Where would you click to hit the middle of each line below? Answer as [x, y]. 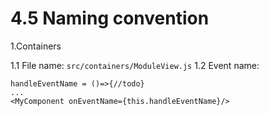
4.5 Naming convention [110, 18]
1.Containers [36, 46]
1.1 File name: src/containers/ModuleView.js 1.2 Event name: [135, 65]
